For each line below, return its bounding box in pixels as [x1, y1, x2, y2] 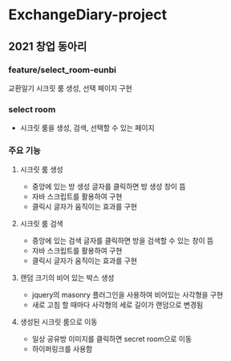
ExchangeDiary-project [8, 6, 167, 24]
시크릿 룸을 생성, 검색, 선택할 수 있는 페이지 [19, 123, 155, 133]
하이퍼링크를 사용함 [31, 344, 93, 354]
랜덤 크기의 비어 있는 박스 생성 [19, 273, 115, 282]
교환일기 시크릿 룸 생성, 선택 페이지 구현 [8, 83, 132, 93]
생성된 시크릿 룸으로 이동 [19, 317, 98, 327]
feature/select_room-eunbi [8, 64, 116, 75]
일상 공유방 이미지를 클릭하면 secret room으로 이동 [31, 335, 192, 344]
